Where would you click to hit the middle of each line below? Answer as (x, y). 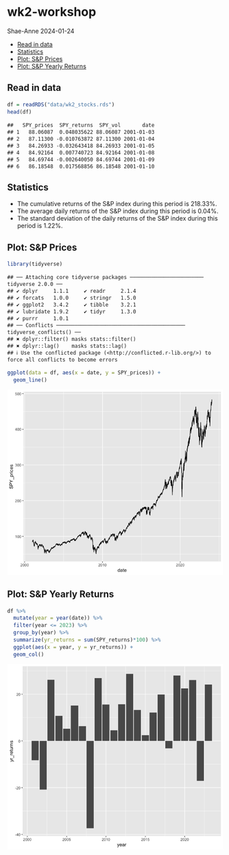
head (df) (20, 112)
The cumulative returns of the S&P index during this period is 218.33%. (117, 204)
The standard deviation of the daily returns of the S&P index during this (117, 219)
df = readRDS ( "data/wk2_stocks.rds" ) (61, 104)
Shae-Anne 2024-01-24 (41, 31)
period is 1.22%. (40, 226)
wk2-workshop (52, 12)
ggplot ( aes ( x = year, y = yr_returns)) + (73, 647)
